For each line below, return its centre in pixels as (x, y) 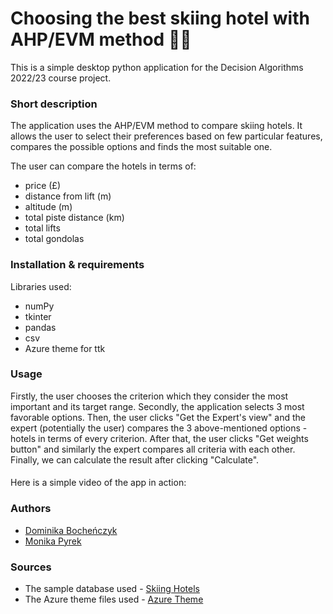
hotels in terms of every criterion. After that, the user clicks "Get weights (159, 438)
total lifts (42, 228)
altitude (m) (48, 207)
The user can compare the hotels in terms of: (103, 166)
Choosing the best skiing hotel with (160, 18)
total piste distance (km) (74, 218)
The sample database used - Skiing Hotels (112, 589)
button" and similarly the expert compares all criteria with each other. (153, 449)
